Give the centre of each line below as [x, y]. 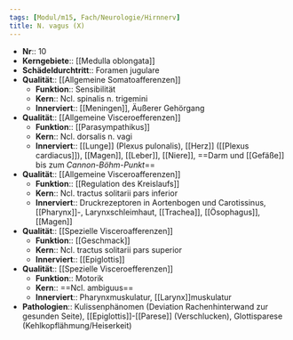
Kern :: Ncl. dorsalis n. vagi [84, 136]
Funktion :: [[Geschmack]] [83, 240]
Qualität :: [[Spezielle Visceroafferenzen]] [97, 231]
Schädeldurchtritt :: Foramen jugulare [91, 70]
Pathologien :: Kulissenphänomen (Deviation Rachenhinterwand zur [145, 306]
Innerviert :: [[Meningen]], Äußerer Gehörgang [120, 108]
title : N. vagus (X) [48, 26]
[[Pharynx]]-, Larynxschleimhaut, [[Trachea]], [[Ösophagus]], [147, 212]
